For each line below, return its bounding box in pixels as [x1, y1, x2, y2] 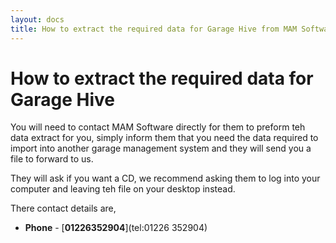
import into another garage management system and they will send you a [10, 142, 312, 155]
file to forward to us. [10, 153, 94, 165]
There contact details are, [10, 202, 117, 215]
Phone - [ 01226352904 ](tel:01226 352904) [24, 222, 208, 234]
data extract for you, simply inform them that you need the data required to [10, 132, 319, 144]
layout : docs [10, 14, 65, 25]
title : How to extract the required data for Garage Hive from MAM [10, 24, 298, 34]
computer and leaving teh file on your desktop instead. [10, 183, 236, 195]
